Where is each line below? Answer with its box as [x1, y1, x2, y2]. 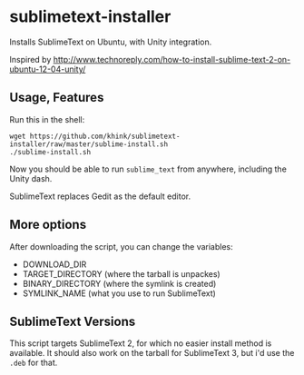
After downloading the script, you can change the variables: [9, 241, 233, 252]
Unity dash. [9, 173, 53, 183]
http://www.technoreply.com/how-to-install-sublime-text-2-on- [53, 54, 291, 64]
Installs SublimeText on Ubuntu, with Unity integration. [9, 36, 212, 47]
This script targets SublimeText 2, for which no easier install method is [9, 338, 272, 349]
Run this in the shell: [9, 113, 85, 124]
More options [9, 217, 87, 232]
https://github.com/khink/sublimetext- [29, 132, 181, 141]
